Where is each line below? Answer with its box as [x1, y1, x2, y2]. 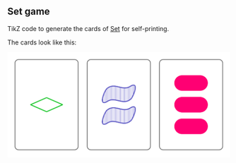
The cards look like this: [7, 38, 77, 47]
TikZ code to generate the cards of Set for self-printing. [7, 24, 170, 32]
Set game [7, 6, 51, 18]
